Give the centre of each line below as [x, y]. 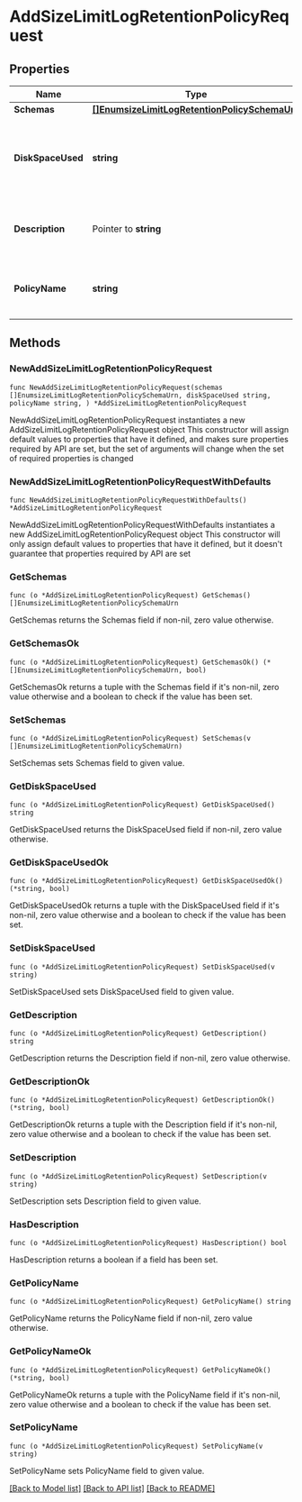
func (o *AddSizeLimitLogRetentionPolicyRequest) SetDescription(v [138, 1176]
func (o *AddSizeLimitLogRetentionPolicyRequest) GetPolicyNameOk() [140, 1370]
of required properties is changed [71, 458]
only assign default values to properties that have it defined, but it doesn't [146, 543]
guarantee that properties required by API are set [100, 553]
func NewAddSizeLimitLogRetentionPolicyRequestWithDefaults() [128, 500]
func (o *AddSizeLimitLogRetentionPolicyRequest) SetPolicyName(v [136, 1446]
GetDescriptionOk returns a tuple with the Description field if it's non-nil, [143, 1124]
